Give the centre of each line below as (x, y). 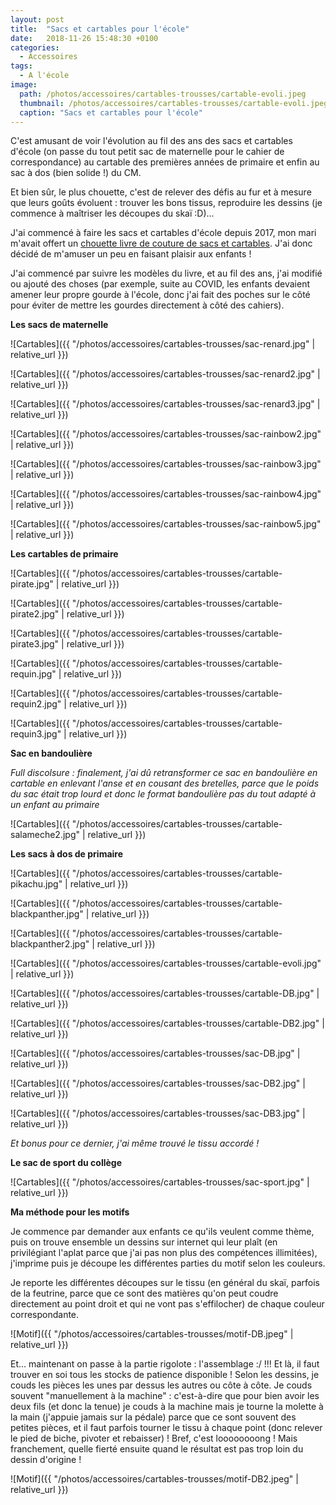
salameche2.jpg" (45, 835)
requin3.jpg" (36, 734)
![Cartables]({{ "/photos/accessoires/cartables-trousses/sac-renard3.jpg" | (165, 404)
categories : (35, 47)
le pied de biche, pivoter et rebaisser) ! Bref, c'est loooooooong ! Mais (154, 1438)
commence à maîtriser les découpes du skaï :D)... (112, 213)
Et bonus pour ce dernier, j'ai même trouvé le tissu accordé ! (135, 1143)
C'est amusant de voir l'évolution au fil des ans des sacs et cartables (151, 141)
